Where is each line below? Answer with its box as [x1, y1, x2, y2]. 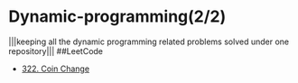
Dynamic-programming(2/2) [8, 6, 227, 27]
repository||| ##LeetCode [8, 45, 104, 56]
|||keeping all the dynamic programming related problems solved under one [8, 36, 290, 47]
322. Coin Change [21, 63, 90, 74]
